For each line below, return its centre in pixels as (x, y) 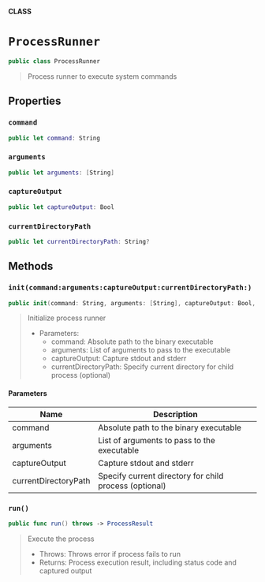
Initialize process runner (67, 318)
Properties (35, 101)
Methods (31, 266)
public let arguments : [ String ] (61, 173)
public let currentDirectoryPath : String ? (79, 242)
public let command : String (54, 138)
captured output (65, 570)
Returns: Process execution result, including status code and (138, 562)
